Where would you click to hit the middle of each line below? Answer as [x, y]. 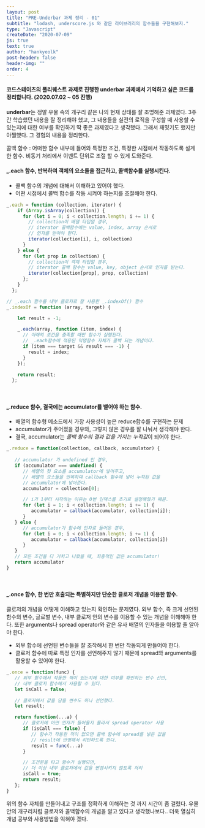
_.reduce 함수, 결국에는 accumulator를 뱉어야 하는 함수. [74, 407]
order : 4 [17, 69]
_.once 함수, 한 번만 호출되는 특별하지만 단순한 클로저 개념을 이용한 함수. [92, 594]
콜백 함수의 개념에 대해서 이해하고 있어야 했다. [70, 185]
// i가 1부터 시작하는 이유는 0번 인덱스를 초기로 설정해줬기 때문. [95, 500]
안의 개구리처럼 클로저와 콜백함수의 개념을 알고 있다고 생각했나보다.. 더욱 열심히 [101, 811]
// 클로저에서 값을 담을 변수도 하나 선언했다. [65, 700]
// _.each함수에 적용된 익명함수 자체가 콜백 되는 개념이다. [88, 341]
